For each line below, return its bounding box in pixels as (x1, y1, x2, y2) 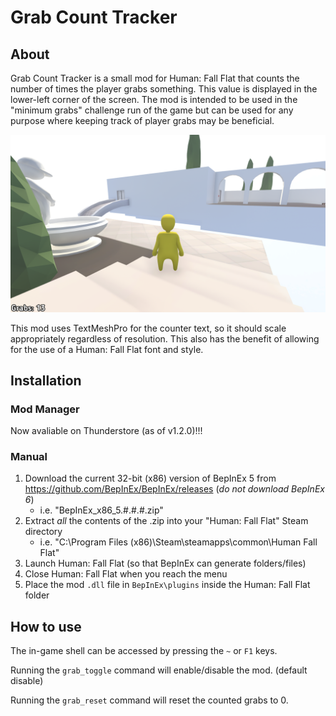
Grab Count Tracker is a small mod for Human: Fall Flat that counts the (10, 72, 300, 84)
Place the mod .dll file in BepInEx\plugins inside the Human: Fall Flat (24, 579, 311, 591)
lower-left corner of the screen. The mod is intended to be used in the (10, 94, 298, 105)
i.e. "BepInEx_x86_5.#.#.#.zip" (39, 504, 164, 516)
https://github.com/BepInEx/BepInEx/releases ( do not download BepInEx (24, 483, 325, 495)
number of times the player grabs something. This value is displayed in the (10, 83, 318, 95)
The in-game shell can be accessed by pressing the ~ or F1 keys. (10, 645, 278, 657)
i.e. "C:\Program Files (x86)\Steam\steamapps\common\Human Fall (39, 536, 318, 548)
